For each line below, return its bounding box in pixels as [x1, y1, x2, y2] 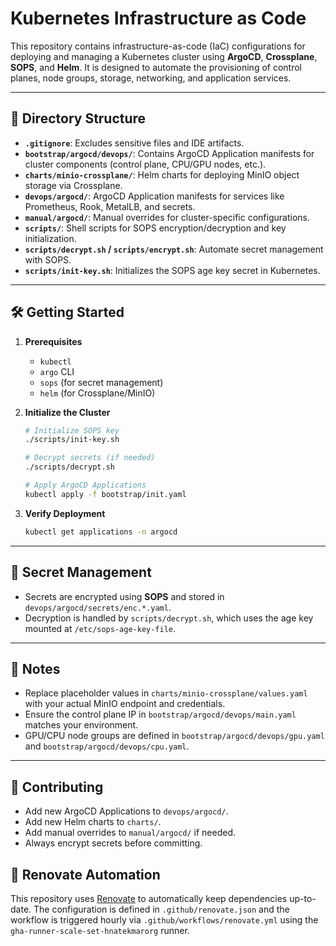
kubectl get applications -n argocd [24, 527, 178, 537]
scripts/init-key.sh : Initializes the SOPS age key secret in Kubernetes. [24, 264, 321, 276]
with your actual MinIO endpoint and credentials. [24, 698, 226, 710]
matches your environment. [24, 719, 139, 731]
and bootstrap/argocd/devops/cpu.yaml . [24, 740, 190, 752]
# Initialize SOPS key [24, 425, 120, 436]
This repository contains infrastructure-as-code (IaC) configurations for [10, 40, 306, 52]
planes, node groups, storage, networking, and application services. [10, 72, 292, 84]
